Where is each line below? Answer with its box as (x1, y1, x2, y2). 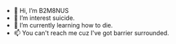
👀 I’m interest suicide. (13, 14, 75, 22)
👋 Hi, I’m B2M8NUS (13, 7, 69, 14)
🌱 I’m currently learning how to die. (13, 21, 113, 29)
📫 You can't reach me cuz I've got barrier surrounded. (13, 29, 170, 37)
